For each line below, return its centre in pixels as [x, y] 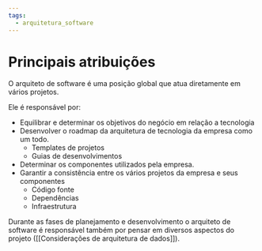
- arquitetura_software [54, 23]
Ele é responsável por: [45, 107]
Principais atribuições [82, 62]
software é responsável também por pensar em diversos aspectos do [122, 230]
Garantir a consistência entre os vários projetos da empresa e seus [129, 173]
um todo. [34, 140]
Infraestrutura [54, 207]
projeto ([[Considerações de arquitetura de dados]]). [94, 238]
